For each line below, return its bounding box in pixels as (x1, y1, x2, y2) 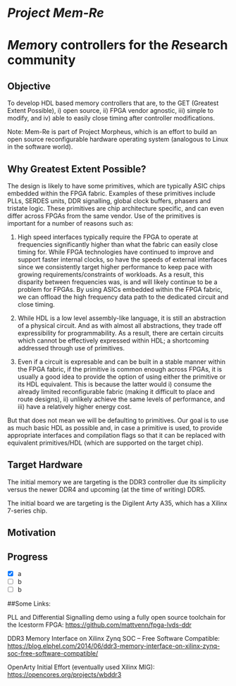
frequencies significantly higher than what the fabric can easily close (17, 240, 218, 248)
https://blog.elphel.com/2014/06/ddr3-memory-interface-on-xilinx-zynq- (7, 642, 221, 650)
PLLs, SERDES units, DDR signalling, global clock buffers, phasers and (7, 197, 211, 205)
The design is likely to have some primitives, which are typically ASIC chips (7, 182, 225, 190)
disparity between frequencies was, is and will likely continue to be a (17, 278, 218, 286)
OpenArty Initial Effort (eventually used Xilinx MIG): (7, 663, 155, 671)
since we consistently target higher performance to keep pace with (17, 263, 213, 271)
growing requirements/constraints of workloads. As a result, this (17, 270, 204, 278)
